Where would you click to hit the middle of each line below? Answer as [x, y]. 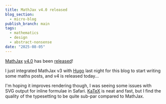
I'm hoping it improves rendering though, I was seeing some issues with [79, 86]
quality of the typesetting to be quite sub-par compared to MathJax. [75, 96]
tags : [11, 28]
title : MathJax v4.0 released [36, 10]
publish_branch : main [28, 24]
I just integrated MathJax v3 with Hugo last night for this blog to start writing [83, 71]
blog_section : [20, 14]
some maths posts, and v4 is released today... [52, 76]
